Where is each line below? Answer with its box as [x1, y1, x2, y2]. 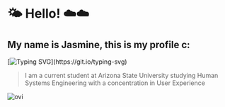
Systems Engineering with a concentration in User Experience [24, 79, 205, 87]
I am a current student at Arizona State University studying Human [24, 72, 219, 79]
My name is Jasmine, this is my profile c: [7, 38, 190, 50]
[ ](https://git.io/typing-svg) [7, 57, 127, 66]
